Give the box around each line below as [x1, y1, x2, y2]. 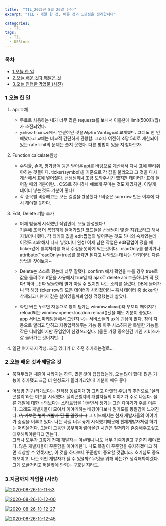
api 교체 [12, 107, 28, 113]
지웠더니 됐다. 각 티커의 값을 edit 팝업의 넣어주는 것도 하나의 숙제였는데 [19, 233, 157, 239]
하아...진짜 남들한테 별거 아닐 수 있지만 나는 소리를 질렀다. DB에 [26, 281, 148, 287]
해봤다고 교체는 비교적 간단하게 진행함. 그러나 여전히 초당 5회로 [19, 135, 141, 141]
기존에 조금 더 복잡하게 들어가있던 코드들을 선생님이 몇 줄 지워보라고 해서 [19, 227, 160, 233]
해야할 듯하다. [25, 200, 52, 206]
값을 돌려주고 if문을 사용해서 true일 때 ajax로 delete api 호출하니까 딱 [19, 275, 154, 281]
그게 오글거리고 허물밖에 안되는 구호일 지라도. [12, 462, 100, 468]
